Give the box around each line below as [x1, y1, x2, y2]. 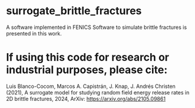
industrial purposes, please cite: [6, 63, 168, 77]
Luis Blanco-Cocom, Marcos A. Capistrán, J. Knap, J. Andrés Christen [6, 83, 176, 90]
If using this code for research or [6, 51, 170, 64]
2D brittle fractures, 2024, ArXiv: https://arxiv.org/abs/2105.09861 [6, 95, 166, 102]
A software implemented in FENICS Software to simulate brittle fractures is [6, 24, 187, 31]
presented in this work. [6, 30, 62, 37]
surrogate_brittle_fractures [6, 4, 142, 18]
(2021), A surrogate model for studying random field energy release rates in [6, 89, 190, 96]
